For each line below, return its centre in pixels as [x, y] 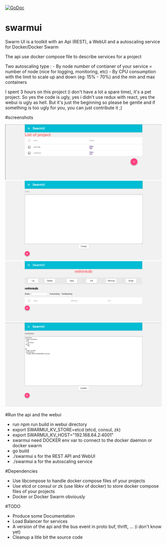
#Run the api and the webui [33, 415]
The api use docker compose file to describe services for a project [73, 56]
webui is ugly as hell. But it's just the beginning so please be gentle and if [80, 102]
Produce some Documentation [43, 516]
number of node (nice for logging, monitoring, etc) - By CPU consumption [81, 71]
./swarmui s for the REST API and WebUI [54, 456]
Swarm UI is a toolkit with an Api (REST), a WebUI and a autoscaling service [83, 41]
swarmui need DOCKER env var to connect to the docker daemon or [82, 440]
